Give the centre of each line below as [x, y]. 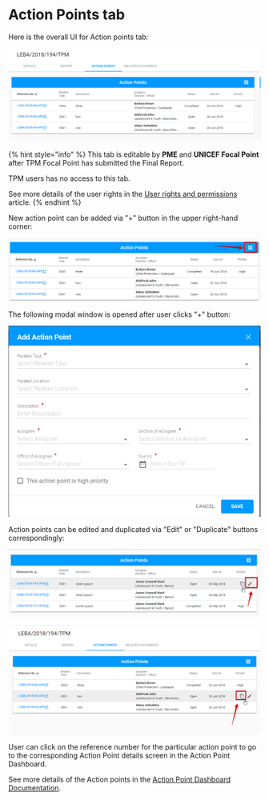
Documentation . [35, 788]
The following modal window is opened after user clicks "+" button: [119, 314]
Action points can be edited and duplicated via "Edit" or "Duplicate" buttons [133, 529]
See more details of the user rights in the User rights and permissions [123, 194]
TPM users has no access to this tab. [69, 178]
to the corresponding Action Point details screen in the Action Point [119, 755]
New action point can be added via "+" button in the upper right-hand [123, 218]
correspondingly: [36, 538]
